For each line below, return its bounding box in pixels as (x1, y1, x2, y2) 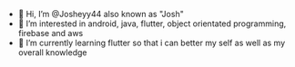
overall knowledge (17, 47, 87, 58)
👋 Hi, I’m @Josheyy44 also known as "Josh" (17, 9, 184, 19)
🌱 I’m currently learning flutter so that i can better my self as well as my (17, 37, 285, 48)
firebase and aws (17, 28, 84, 38)
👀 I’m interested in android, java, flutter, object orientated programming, (17, 18, 287, 29)
